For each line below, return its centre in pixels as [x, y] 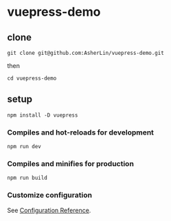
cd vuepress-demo [32, 78]
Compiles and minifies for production [70, 164]
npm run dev [24, 147]
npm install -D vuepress [43, 115]
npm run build [27, 178]
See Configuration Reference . [49, 210]
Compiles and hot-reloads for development [81, 132]
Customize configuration [50, 195]
